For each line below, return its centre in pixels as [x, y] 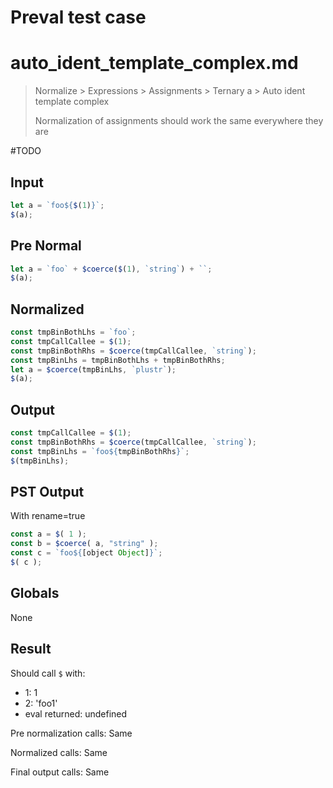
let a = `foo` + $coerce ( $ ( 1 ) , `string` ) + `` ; [111, 269]
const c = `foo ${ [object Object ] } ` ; [86, 553]
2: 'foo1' [41, 703]
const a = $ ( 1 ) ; [48, 534]
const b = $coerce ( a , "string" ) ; [84, 544]
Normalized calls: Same [59, 752]
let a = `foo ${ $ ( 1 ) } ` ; [57, 205]
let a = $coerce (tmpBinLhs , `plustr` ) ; [93, 369]
